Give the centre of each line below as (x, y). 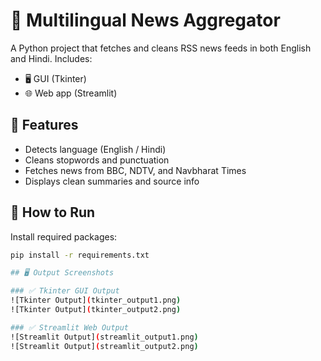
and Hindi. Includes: (51, 58)
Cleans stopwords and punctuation (97, 160)
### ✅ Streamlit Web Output (70, 327)
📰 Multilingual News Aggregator (145, 20)
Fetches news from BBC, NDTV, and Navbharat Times (135, 170)
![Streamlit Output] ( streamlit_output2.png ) (104, 346)
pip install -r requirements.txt (80, 255)
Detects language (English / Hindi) (95, 149)
